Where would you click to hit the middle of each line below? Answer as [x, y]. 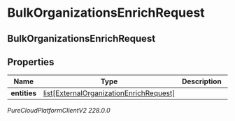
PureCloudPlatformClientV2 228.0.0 [59, 111]
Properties [31, 62]
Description [201, 81]
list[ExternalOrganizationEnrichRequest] [109, 93]
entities [24, 93]
